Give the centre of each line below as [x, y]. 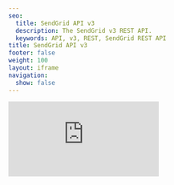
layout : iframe [34, 68]
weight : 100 [28, 61]
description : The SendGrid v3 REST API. [84, 30]
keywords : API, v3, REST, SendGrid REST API [91, 38]
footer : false [32, 53]
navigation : [28, 75]
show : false [36, 82]
